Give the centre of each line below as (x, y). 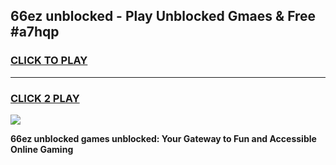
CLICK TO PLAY (49, 61)
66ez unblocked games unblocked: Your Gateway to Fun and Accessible (163, 138)
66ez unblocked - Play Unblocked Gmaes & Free (163, 16)
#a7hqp (35, 32)
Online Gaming (42, 149)
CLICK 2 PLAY (45, 98)
